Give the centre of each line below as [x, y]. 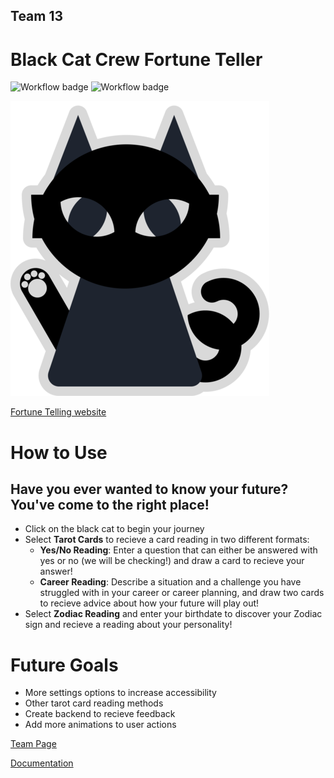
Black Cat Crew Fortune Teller [136, 59]
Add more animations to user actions [100, 725]
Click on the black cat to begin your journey [114, 529]
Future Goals [64, 665]
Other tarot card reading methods [94, 703]
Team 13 [37, 16]
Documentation [42, 763]
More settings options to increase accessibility [120, 693]
